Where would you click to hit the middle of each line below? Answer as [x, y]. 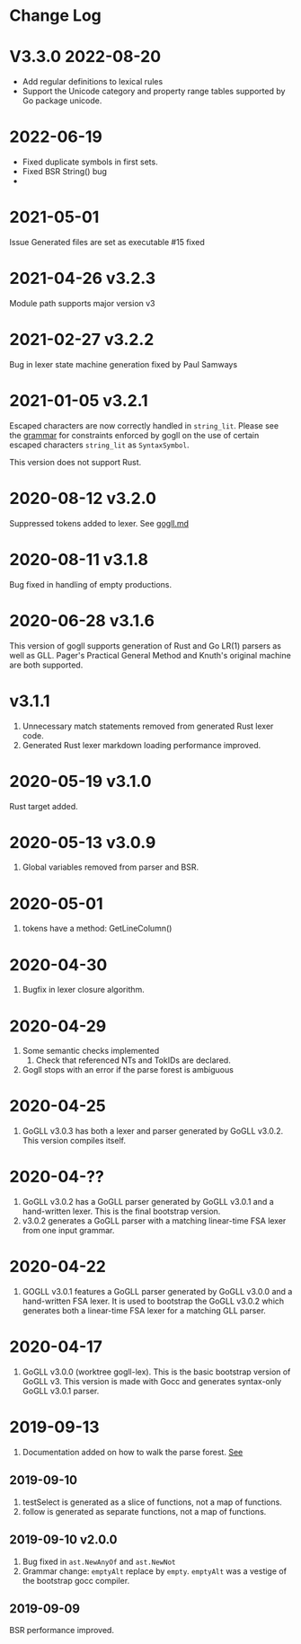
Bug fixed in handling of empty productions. [91, 584]
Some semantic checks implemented [91, 1051]
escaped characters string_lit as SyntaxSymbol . [99, 445]
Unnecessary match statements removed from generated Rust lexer [148, 726]
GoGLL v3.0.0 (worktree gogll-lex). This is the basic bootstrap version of [156, 1372]
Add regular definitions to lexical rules [93, 82]
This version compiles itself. [74, 1141]
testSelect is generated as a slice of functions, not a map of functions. [152, 1502]
